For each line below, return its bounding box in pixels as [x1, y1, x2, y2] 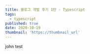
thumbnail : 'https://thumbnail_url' [5, 30, 80, 35]
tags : [5, 12, 16, 17]
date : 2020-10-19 [5, 26, 41, 30]
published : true [5, 21, 38, 26]
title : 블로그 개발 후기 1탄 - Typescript [5, 7, 85, 12]
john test [5, 44, 23, 49]
